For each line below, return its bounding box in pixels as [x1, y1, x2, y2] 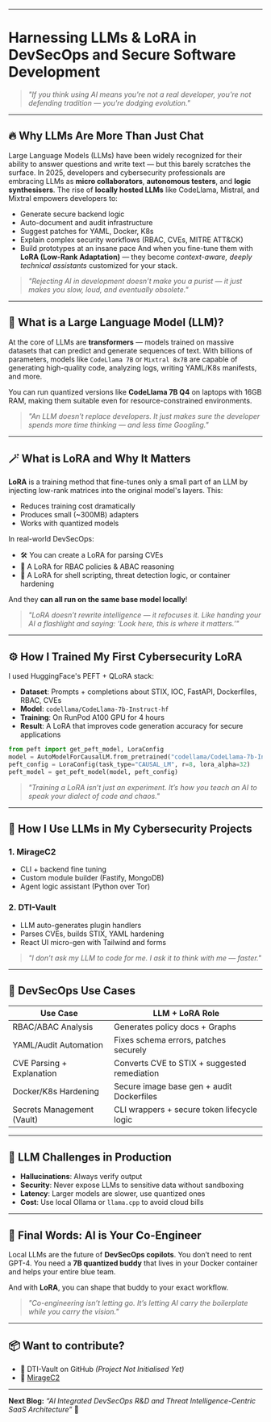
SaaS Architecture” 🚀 [8, 1404, 79, 1414]
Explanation [12, 1068, 57, 1079]
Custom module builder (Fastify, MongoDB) [19, 873, 165, 883]
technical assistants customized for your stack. [19, 260, 178, 270]
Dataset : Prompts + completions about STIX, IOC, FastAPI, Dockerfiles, [19, 687, 257, 696]
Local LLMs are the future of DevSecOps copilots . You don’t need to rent [8, 1250, 252, 1260]
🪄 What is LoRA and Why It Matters [8, 451, 191, 465]
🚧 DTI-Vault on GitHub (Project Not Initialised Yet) [19, 1364, 185, 1374]
